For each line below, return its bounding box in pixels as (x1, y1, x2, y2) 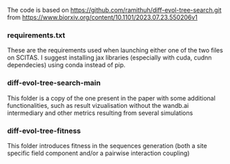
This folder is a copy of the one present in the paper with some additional (7, 93, 216, 102)
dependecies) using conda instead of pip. (7, 61, 126, 69)
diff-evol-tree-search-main (7, 78, 102, 88)
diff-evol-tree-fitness (7, 126, 82, 136)
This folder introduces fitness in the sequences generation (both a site (7, 141, 207, 149)
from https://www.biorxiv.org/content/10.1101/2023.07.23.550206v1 (7, 13, 198, 21)
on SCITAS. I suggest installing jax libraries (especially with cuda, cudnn (7, 53, 212, 62)
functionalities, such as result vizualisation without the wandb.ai (7, 101, 189, 109)
